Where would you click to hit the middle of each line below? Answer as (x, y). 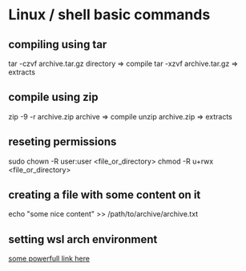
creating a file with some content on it (105, 195)
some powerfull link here (49, 259)
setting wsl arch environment (83, 239)
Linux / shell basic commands (109, 15)
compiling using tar (58, 44)
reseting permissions (63, 142)
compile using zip (53, 97)
